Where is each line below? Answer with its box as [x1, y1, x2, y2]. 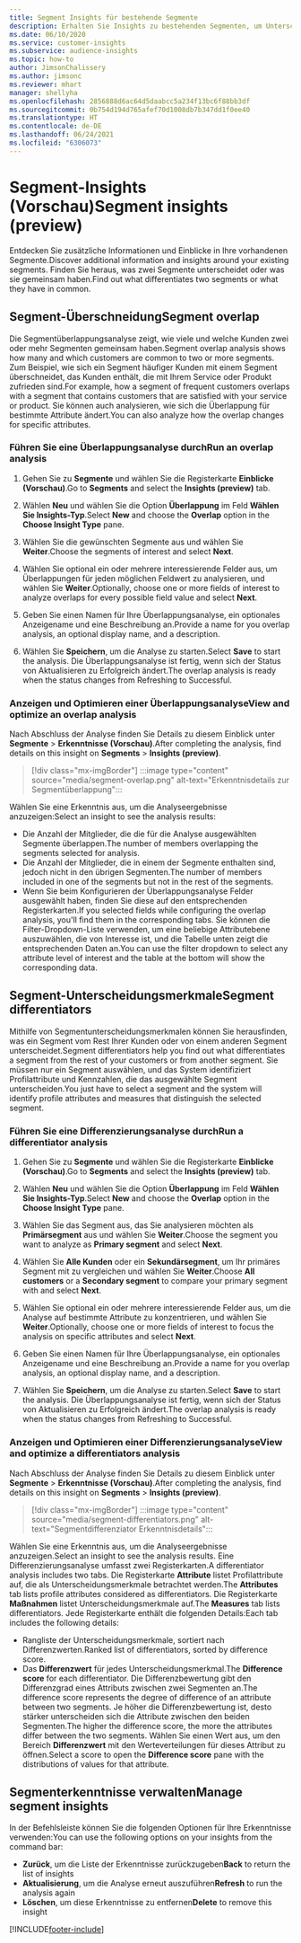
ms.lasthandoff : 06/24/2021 [9, 130, 115, 139]
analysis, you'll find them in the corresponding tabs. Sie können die [21, 914, 271, 925]
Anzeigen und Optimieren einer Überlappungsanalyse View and [9, 697, 290, 710]
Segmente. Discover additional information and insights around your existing [9, 254, 289, 265]
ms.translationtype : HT [9, 113, 99, 122]
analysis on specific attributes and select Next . [21, 1331, 196, 1342]
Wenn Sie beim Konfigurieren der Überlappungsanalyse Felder [21, 886, 254, 896]
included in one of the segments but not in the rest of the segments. [21, 877, 274, 888]
